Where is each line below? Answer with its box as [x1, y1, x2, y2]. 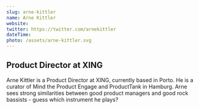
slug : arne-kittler [6, 9, 56, 15]
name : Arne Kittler [6, 15, 56, 21]
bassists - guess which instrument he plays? [6, 96, 119, 103]
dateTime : [6, 32, 32, 38]
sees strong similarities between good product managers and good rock [6, 89, 189, 97]
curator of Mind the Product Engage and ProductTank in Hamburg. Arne [6, 83, 188, 90]
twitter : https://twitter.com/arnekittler [6, 26, 116, 32]
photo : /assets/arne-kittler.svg [6, 37, 92, 43]
